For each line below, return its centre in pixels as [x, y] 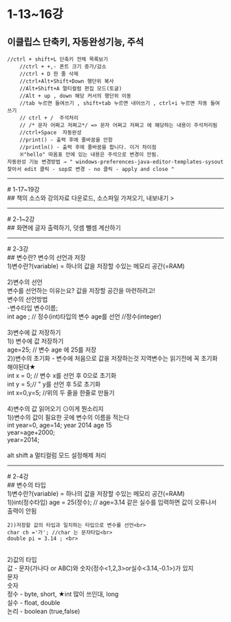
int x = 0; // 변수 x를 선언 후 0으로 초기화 [62, 375]
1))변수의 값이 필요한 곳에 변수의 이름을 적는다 [68, 417]
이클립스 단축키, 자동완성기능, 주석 [76, 42]
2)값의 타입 [22, 560]
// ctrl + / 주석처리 [49, 118]
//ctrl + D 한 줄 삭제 [49, 74]
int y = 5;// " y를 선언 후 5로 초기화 [54, 384]
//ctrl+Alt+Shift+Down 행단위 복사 [67, 81]
